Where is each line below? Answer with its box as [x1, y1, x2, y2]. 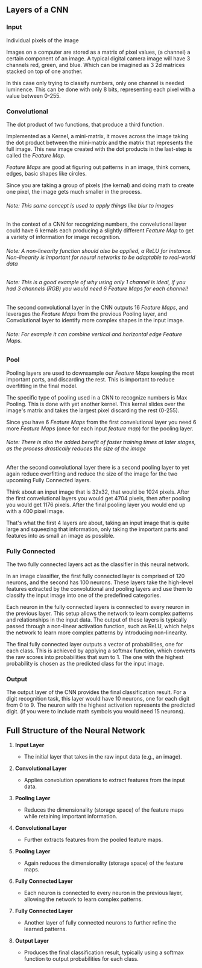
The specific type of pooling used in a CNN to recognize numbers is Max [6, 393, 188, 401]
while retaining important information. [24, 813, 118, 820]
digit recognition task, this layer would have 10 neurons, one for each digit [6, 695, 190, 702]
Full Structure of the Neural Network [6, 725, 146, 736]
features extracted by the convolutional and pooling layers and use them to [6, 585, 193, 593]
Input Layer [14, 742, 45, 749]
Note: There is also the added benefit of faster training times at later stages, [6, 439, 196, 446]
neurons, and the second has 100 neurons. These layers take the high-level [6, 579, 194, 586]
